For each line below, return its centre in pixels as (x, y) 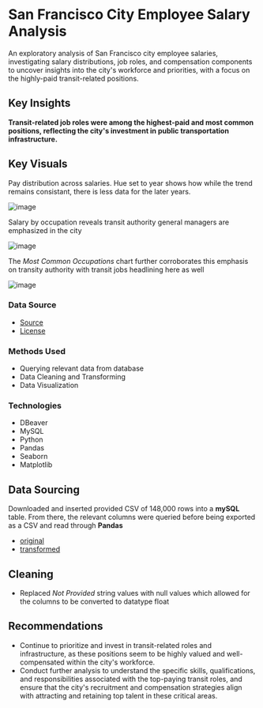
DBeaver (34, 423)
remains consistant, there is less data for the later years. (100, 191)
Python (31, 439)
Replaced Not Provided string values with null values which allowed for (135, 593)
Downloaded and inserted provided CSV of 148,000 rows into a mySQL (124, 509)
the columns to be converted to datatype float (94, 601)
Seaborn (34, 457)
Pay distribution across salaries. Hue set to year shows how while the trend (130, 183)
